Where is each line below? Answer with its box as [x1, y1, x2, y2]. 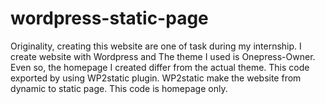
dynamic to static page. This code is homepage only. [10, 82, 228, 94]
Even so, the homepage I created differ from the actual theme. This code [10, 61, 310, 73]
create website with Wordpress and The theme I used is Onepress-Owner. [10, 50, 316, 62]
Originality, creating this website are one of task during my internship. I [10, 40, 302, 52]
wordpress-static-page [10, 7, 209, 30]
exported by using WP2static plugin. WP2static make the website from [10, 72, 302, 84]
